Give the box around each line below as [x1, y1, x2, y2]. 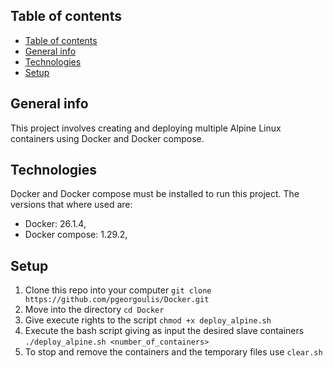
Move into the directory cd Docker [24, 304, 165, 316]
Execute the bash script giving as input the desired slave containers [24, 325, 305, 337]
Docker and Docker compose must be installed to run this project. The [10, 188, 300, 200]
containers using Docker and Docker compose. [10, 132, 205, 144]
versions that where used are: [10, 199, 133, 211]
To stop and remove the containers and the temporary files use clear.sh [24, 346, 323, 358]
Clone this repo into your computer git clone [24, 284, 212, 296]
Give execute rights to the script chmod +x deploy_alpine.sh [24, 314, 272, 326]
